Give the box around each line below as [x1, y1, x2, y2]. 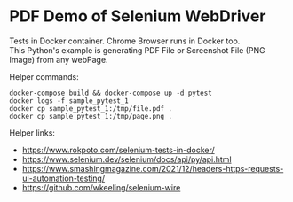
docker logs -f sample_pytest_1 [9, 96, 129, 105]
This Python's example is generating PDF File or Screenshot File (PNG [9, 44, 265, 55]
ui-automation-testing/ [21, 173, 105, 183]
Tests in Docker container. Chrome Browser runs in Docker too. [9, 35, 241, 46]
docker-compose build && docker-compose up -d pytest [9, 89, 213, 97]
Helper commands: [9, 71, 79, 82]
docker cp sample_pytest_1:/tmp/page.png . [9, 112, 173, 120]
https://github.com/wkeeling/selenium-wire [21, 182, 181, 192]
